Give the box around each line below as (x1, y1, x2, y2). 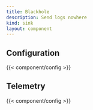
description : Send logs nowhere (6, 14, 87, 20)
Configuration (6, 47, 60, 58)
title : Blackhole (6, 8, 50, 15)
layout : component (6, 25, 52, 32)
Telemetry (6, 81, 46, 91)
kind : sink (6, 20, 34, 26)
